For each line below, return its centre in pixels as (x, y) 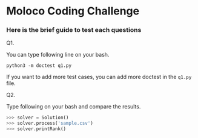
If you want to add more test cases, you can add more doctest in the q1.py (99, 77)
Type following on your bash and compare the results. (74, 107)
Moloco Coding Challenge (73, 11)
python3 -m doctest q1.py (39, 66)
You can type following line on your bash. (58, 55)
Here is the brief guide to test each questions (74, 30)
